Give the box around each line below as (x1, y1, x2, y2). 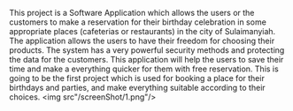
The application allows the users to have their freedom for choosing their (9, 35, 275, 46)
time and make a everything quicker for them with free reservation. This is (9, 63, 279, 74)
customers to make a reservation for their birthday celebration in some (9, 17, 267, 27)
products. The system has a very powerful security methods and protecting (9, 45, 285, 55)
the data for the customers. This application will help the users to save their (9, 55, 284, 64)
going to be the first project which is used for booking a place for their (9, 73, 266, 83)
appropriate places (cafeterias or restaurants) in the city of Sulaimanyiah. (9, 26, 276, 36)
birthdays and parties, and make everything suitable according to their (9, 83, 266, 92)
